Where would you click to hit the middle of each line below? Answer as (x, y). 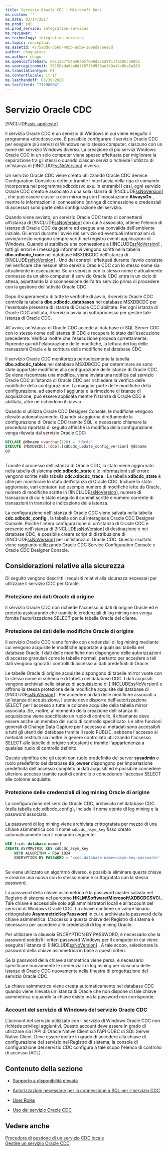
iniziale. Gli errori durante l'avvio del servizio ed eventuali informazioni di (80, 233)
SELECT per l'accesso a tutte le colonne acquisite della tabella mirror (76, 705)
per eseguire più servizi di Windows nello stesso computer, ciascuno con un (84, 144)
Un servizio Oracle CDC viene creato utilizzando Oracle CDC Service (76, 175)
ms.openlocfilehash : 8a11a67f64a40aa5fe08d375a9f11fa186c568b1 (73, 61)
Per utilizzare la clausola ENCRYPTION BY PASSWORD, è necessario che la (83, 934)
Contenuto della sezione (44, 1069)
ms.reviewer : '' (22, 33)
